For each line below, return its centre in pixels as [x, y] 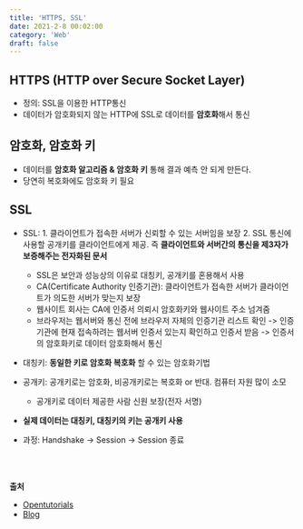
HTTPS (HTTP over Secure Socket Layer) [127, 80]
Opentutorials [48, 504]
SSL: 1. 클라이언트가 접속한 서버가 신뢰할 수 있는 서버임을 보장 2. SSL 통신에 [157, 233]
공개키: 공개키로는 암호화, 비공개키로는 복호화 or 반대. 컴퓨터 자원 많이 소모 [155, 382]
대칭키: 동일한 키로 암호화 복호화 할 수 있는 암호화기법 [116, 362]
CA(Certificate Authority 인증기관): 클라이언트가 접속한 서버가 [147, 286]
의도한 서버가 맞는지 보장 [97, 297]
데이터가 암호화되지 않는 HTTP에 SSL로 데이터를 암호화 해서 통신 [136, 115]
